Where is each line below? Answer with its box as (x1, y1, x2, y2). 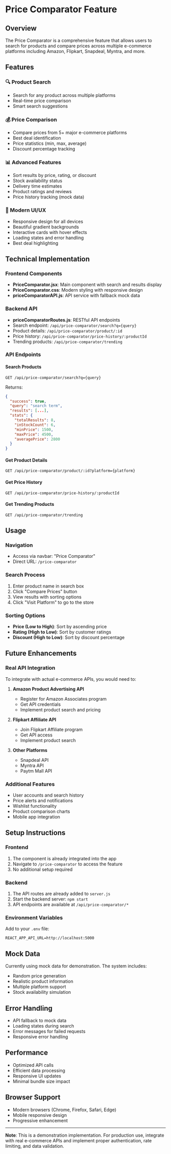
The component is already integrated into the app (12, 855, 117, 861)
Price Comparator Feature (5, 4, 118, 15)
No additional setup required (12, 866, 73, 873)
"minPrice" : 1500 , (14, 427, 53, 432)
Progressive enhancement (12, 1117, 68, 1123)
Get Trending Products (5, 501, 54, 507)
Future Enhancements (5, 649, 77, 658)
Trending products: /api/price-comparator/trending (12, 338, 123, 345)
